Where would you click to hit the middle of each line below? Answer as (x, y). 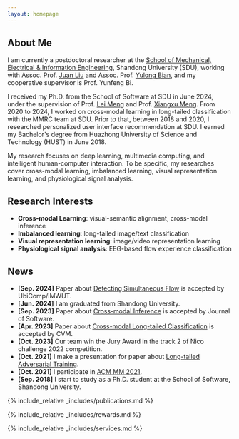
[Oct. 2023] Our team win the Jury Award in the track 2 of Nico (111, 342)
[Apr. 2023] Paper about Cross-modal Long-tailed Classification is (116, 326)
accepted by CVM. (45, 334)
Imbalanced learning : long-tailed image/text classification (103, 233)
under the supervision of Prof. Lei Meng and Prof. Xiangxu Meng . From (111, 104)
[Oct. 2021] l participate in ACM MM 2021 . (80, 372)
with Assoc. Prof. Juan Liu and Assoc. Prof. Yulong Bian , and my (102, 75)
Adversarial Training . (48, 364)
